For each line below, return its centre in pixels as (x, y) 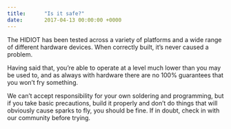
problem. (20, 54)
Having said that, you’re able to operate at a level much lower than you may (114, 68)
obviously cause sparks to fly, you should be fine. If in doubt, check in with (113, 110)
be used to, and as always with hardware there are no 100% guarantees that (115, 75)
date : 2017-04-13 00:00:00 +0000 (64, 20)
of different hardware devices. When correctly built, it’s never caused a (108, 47)
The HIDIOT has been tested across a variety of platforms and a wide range (114, 39)
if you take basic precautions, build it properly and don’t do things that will (112, 103)
